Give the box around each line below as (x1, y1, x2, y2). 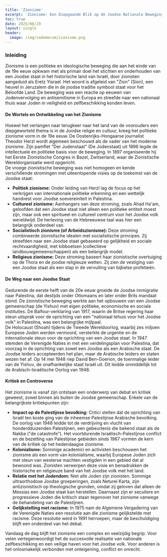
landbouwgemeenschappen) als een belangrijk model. (12, 249, 124, 255)
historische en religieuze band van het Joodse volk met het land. (12, 467, 145, 474)
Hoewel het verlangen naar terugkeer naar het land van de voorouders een (5, 123, 158, 129)
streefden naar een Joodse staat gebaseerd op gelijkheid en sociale (12, 238, 152, 244)
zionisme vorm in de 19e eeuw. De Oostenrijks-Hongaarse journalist (5, 133, 144, 139)
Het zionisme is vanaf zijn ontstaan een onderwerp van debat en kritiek (5, 389, 151, 395)
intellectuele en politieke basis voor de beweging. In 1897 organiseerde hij (5, 149, 157, 155)
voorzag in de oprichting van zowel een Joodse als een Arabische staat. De (5, 345, 160, 352)
